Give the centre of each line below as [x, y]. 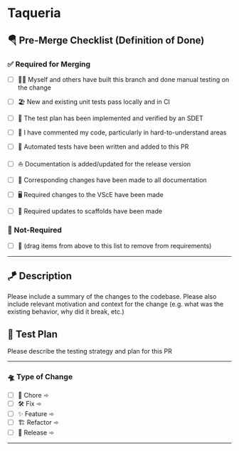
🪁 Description [40, 276]
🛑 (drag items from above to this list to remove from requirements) [115, 245]
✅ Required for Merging [49, 64]
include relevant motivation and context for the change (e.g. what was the [116, 304]
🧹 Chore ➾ [33, 395]
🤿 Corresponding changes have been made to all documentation [112, 180]
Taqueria [34, 13]
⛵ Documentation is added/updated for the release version [104, 164]
